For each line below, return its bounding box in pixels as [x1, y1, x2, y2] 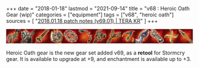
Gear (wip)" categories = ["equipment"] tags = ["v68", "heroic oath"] [6, 11, 174, 18]
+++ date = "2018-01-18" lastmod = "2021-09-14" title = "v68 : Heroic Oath [6, 5, 190, 12]
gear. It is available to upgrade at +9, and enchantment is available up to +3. [6, 55, 191, 62]
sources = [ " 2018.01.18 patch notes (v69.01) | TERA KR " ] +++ [6, 18, 158, 24]
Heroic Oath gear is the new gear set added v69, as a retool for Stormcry [6, 49, 185, 56]
